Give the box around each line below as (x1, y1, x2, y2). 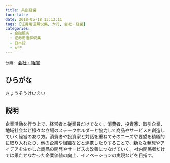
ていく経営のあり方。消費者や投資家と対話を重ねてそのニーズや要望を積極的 (5, 134, 165, 140)
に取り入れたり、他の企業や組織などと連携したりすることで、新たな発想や (5, 140, 161, 146)
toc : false (5, 12, 28, 17)
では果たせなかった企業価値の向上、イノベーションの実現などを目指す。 (5, 152, 156, 158)
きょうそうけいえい (5, 90, 46, 96)
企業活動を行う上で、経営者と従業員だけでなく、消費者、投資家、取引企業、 (5, 121, 165, 127)
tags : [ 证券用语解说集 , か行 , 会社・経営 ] (5, 21, 86, 27)
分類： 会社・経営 (5, 59, 41, 66)
